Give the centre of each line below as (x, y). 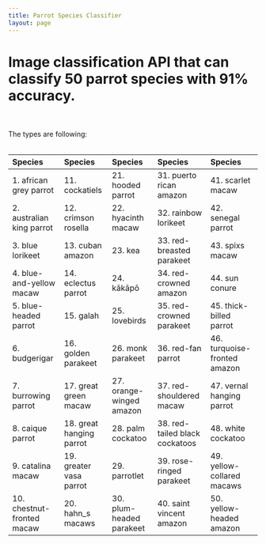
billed (220, 315)
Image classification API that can (119, 62)
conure (224, 288)
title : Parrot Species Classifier (65, 15)
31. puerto (177, 176)
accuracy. (42, 95)
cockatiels (83, 191)
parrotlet (128, 476)
